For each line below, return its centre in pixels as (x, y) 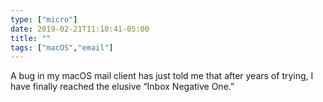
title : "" (31, 38)
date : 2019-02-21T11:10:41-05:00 (80, 29)
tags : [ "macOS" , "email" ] (62, 47)
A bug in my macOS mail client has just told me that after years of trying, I (162, 76)
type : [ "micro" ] (44, 19)
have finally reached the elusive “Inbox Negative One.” (122, 87)
